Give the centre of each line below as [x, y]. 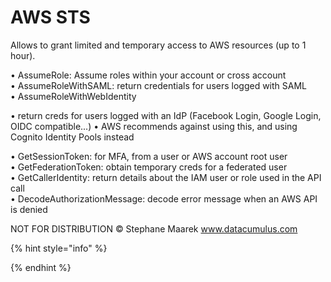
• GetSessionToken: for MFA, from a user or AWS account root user [149, 156]
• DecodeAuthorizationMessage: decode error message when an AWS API [164, 198]
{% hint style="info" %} [59, 248]
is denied [29, 209]
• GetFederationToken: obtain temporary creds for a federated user [149, 167]
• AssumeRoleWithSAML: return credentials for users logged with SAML [159, 85]
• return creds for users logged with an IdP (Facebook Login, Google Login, [166, 115]
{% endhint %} [41, 267]
